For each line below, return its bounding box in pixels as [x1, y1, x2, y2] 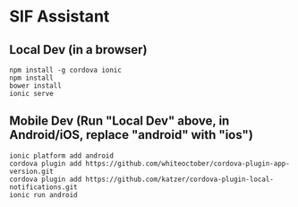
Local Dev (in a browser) [9, 42, 148, 57]
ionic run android [9, 190, 78, 199]
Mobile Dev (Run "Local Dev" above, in [9, 114, 230, 129]
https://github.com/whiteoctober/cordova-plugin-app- [85, 159, 291, 168]
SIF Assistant [9, 6, 110, 27]
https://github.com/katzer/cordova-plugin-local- [85, 175, 275, 184]
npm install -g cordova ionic [9, 65, 123, 74]
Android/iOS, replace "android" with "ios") [9, 127, 253, 142]
